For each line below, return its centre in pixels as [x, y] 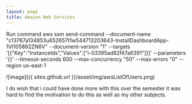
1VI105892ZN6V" [27, 46]
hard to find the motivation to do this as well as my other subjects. [86, 95]
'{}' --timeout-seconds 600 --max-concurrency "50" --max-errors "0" [92, 59]
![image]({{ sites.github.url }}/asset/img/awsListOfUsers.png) [81, 77]
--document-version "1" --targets [90, 46]
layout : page [22, 12]
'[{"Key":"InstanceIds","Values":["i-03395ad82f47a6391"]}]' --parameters [96, 53]
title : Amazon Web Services [41, 17]
